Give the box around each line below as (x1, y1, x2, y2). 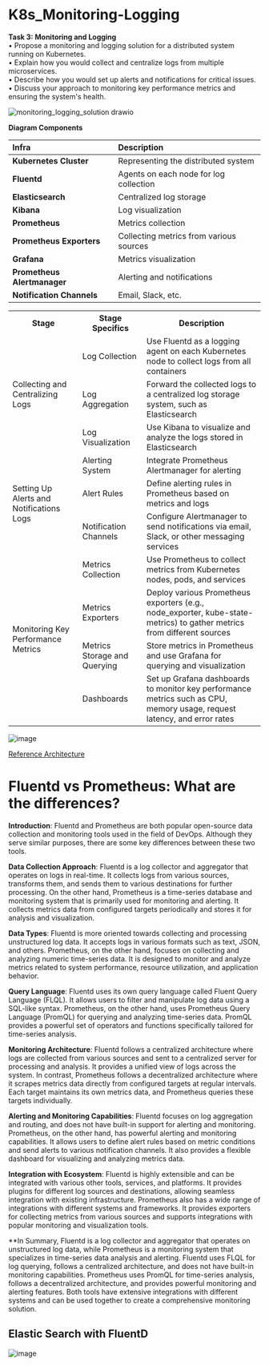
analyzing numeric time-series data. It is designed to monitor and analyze (8, 953, 251, 963)
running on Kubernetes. (8, 49, 86, 58)
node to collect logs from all (147, 355, 251, 366)
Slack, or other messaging (147, 530, 245, 542)
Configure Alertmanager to (147, 510, 247, 522)
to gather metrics (179, 617, 245, 628)
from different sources (147, 627, 231, 638)
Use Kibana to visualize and (147, 421, 251, 433)
